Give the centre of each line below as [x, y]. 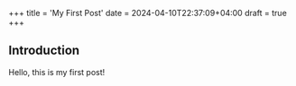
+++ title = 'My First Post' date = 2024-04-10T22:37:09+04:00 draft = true [148, 13]
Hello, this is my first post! [57, 72]
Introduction [44, 51]
